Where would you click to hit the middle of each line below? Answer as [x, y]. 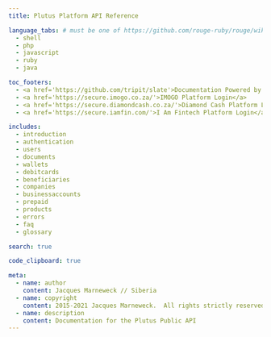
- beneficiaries [43, 179]
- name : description [50, 313]
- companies [36, 187]
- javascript [38, 53]
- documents [36, 157]
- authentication [45, 142]
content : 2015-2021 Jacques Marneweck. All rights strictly [127, 306]
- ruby [27, 60]
